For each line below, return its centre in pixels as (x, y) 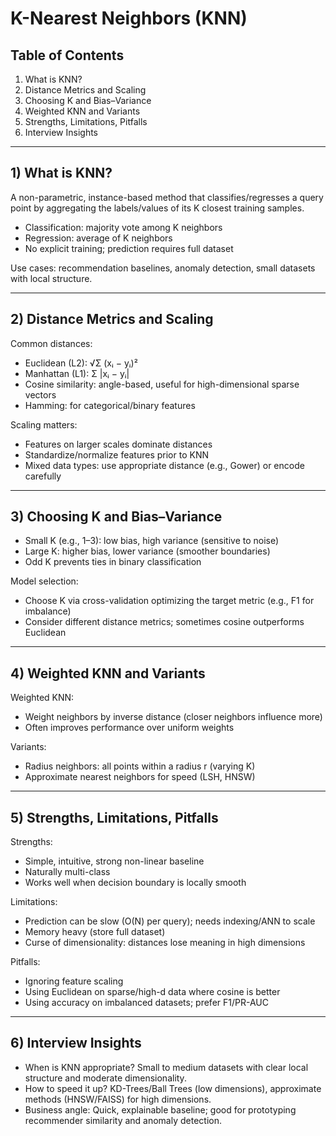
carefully (43, 476)
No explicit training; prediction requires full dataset (129, 248)
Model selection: (44, 581)
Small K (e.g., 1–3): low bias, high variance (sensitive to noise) (152, 541)
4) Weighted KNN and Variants (108, 673)
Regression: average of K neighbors (98, 238)
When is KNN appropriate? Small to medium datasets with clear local (166, 1067)
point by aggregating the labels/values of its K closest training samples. (157, 208)
